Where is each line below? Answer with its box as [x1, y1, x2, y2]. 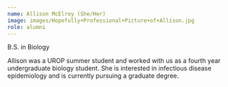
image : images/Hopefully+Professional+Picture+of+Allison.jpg [7, 17, 195, 24]
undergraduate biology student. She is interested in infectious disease [7, 64, 212, 73]
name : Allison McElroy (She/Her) [7, 10, 106, 18]
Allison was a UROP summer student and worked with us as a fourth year [7, 57, 221, 65]
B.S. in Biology [7, 43, 50, 52]
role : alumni [7, 23, 46, 30]
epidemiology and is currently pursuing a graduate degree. [7, 71, 179, 80]
